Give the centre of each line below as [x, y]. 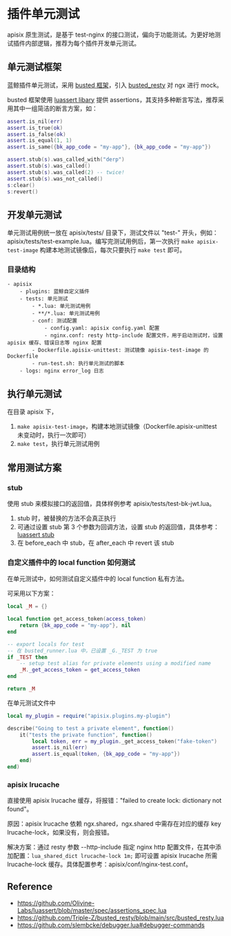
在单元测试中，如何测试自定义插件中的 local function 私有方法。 [98, 579]
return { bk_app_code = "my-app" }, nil [75, 625]
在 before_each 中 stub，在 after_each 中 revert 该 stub [96, 543]
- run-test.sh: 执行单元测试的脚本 [78, 364]
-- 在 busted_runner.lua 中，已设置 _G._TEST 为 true [82, 651]
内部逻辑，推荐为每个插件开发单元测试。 [82, 43]
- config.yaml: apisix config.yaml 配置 [102, 329]
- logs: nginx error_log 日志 [62, 371]
